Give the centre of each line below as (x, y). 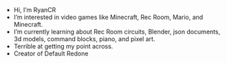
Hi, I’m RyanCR (35, 10)
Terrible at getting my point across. (63, 46)
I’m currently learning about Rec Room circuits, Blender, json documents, (117, 32)
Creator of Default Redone (51, 53)
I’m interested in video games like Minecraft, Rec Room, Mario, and (108, 17)
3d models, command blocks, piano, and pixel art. (84, 39)
